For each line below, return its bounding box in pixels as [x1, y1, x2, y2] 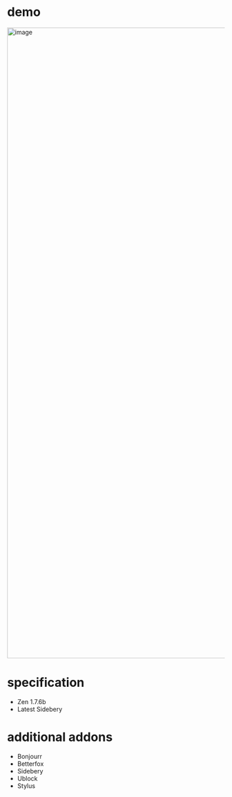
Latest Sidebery [17, 705, 63, 713]
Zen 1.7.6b [17, 697, 46, 706]
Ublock [17, 774, 38, 782]
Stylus [17, 781, 36, 790]
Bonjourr [17, 752, 43, 760]
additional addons [7, 729, 113, 745]
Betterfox [17, 760, 44, 768]
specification [7, 675, 85, 690]
